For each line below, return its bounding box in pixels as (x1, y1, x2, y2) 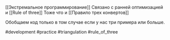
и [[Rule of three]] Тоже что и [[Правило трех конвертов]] (5, 9, 129, 15)
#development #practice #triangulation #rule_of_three (5, 29, 118, 34)
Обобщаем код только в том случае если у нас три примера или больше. (5, 19, 165, 25)
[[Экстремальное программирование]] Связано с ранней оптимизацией (5, 4, 163, 10)
